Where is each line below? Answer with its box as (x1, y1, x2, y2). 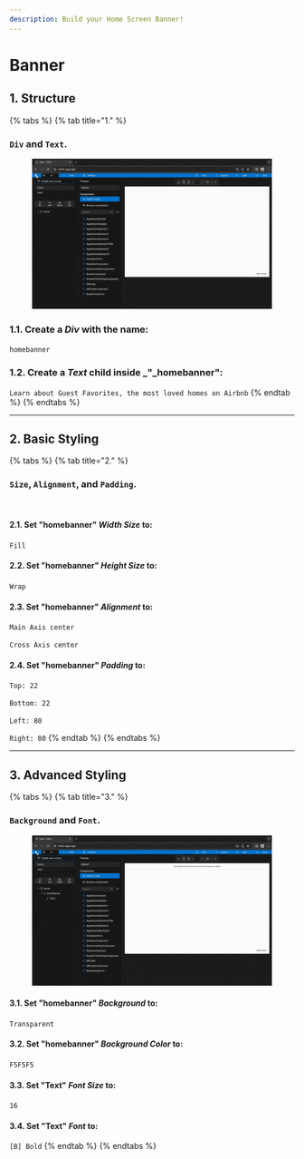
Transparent (9, 1019, 54, 1028)
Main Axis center (9, 623, 75, 632)
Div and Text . (9, 137, 68, 150)
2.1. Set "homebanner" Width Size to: (9, 520, 153, 531)
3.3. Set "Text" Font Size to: (9, 1079, 116, 1090)
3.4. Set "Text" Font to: (9, 1120, 99, 1131)
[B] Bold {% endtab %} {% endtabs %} (9, 1141, 157, 1152)
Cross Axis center (9, 640, 79, 650)
